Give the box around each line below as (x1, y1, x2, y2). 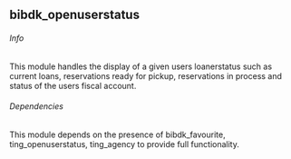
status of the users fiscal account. (9, 80, 137, 91)
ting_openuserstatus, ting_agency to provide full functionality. (9, 138, 240, 149)
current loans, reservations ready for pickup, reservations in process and (9, 70, 283, 81)
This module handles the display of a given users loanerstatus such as (9, 61, 273, 72)
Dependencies (9, 101, 63, 112)
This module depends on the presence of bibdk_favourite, (9, 129, 226, 140)
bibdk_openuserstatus (9, 7, 141, 23)
